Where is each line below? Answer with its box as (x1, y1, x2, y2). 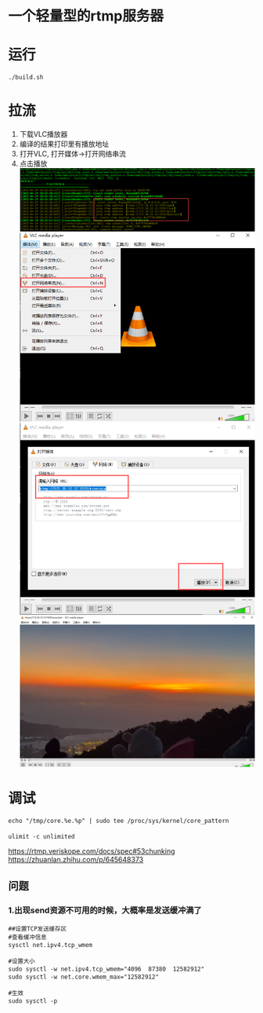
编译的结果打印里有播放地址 (19, 139, 110, 149)
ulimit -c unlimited (8, 832, 76, 840)
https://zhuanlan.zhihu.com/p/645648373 (8, 854, 144, 864)
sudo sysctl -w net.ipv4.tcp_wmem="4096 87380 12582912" (8, 965, 205, 973)
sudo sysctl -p (8, 997, 58, 1005)
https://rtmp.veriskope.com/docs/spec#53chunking (8, 846, 175, 856)
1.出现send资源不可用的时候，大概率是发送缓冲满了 (8, 905, 202, 916)
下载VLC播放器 (19, 130, 68, 139)
